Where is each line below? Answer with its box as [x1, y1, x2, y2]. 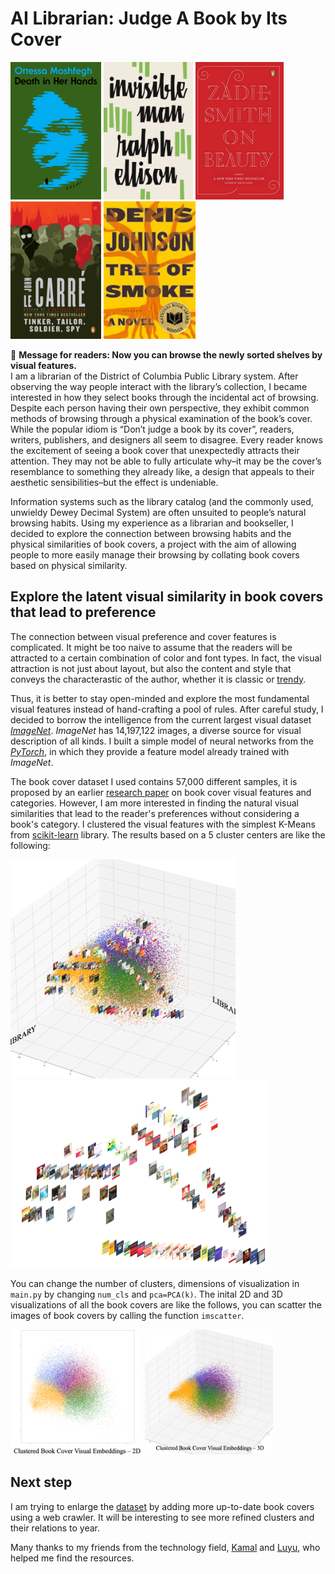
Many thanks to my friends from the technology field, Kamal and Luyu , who [10, 1541, 321, 1553]
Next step [10, 1474, 73, 1491]
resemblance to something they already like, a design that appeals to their [10, 465, 315, 477]
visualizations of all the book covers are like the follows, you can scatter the [10, 1298, 322, 1311]
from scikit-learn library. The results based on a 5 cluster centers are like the [10, 828, 326, 841]
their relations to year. [10, 1522, 100, 1534]
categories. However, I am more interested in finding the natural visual [10, 797, 299, 809]
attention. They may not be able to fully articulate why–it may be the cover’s [10, 455, 322, 467]
